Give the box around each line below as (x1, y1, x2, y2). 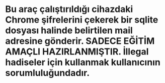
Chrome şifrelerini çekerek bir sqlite (5, 14, 158, 25)
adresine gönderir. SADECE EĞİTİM (5, 35, 155, 47)
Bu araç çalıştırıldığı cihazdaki (5, 3, 133, 15)
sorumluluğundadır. (5, 67, 90, 78)
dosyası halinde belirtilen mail (5, 25, 133, 36)
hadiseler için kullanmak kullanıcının (5, 56, 161, 68)
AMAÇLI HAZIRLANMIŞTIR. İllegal (5, 46, 149, 57)
